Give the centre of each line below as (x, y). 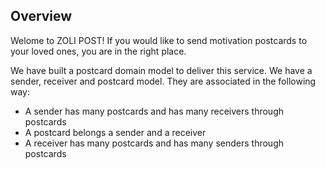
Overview (41, 16)
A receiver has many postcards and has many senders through (154, 143)
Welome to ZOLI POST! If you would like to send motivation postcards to (159, 40)
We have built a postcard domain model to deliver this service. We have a (161, 70)
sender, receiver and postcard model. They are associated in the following (163, 81)
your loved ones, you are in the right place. (98, 51)
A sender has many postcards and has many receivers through (154, 111)
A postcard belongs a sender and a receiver (115, 132)
